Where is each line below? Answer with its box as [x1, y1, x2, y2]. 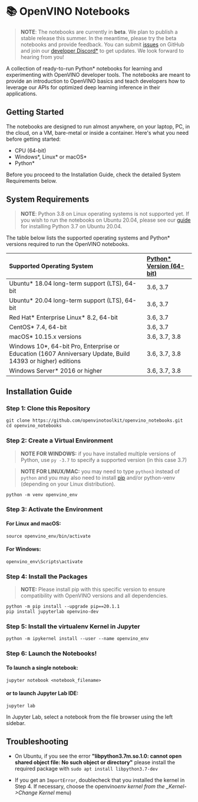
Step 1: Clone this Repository [6, 404, 90, 412]
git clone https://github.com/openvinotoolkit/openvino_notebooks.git [6, 418, 183, 423]
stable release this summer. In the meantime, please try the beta [20, 34, 177, 41]
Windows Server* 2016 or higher [9, 366, 103, 374]
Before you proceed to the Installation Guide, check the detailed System [6, 171, 181, 178]
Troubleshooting [6, 737, 69, 747]
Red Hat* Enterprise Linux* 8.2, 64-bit [9, 313, 118, 321]
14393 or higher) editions [9, 357, 81, 365]
